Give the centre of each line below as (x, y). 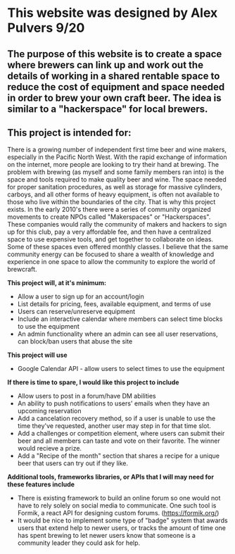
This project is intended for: (69, 133)
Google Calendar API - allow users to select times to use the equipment (121, 369)
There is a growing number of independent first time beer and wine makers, (117, 150)
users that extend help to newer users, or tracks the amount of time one (122, 528)
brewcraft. (22, 270)
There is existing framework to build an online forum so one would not (119, 498)
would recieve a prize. (50, 448)
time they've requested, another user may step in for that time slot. (114, 426)
